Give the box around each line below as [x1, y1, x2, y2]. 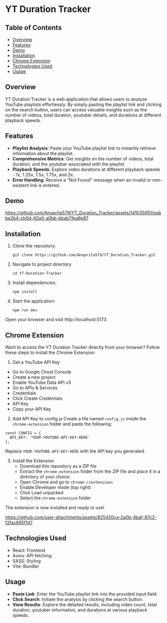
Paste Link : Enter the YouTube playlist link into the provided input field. [12, 591, 158, 597]
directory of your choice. [19, 474, 71, 480]
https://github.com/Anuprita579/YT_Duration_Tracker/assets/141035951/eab [5, 210, 161, 216]
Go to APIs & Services [12, 385, 58, 391]
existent [12, 182, 29, 188]
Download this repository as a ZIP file [19, 463, 97, 469]
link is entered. [29, 182, 60, 188]
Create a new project [12, 374, 56, 380]
